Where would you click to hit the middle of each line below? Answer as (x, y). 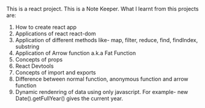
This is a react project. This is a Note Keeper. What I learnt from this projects (102, 9)
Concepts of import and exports (55, 72)
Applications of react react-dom (55, 34)
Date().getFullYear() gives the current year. (69, 98)
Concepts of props (39, 59)
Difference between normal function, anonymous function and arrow (102, 79)
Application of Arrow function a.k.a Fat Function (76, 53)
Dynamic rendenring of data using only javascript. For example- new (102, 92)
